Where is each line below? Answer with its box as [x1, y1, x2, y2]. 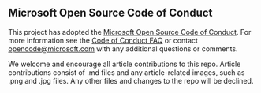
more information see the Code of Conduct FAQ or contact [8, 35, 199, 45]
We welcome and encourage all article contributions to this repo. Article [8, 59, 241, 69]
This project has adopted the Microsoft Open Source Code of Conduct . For [8, 27, 252, 36]
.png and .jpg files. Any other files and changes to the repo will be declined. [8, 76, 254, 85]
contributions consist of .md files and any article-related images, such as [8, 67, 245, 77]
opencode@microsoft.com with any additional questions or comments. [8, 43, 238, 54]
